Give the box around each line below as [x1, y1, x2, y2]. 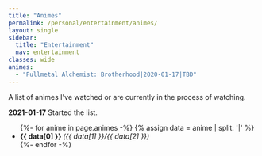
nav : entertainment [15, 48, 80, 56]
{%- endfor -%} [19, 139, 72, 149]
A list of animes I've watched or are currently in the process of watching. [8, 92, 246, 101]
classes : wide [8, 56, 56, 64]
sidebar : [8, 33, 37, 42]
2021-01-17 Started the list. [8, 108, 98, 117]
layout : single [8, 26, 59, 34]
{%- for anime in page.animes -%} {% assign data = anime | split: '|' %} [19, 123, 255, 132]
